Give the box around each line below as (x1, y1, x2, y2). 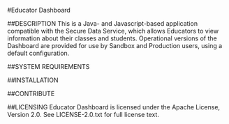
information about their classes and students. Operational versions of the (7, 34, 218, 42)
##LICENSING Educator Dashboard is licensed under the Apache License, (7, 103, 221, 111)
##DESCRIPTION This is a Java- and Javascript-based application (7, 20, 198, 27)
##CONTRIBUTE (7, 90, 55, 98)
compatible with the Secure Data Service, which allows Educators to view (7, 27, 219, 35)
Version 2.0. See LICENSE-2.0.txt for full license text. (7, 111, 159, 118)
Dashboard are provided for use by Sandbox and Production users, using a (7, 42, 223, 49)
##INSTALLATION (7, 76, 59, 84)
